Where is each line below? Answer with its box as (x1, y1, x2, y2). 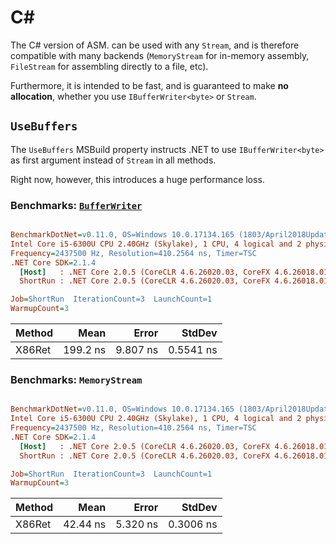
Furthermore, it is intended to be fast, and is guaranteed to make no (10, 79, 289, 91)
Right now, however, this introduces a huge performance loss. (10, 173, 265, 185)
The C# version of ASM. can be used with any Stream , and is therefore (10, 39, 300, 51)
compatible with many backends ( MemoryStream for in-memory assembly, (10, 49, 310, 61)
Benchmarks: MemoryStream (10, 372, 143, 386)
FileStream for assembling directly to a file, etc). (10, 60, 209, 72)
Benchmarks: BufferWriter (10, 198, 143, 212)
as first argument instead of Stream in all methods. (10, 154, 217, 166)
